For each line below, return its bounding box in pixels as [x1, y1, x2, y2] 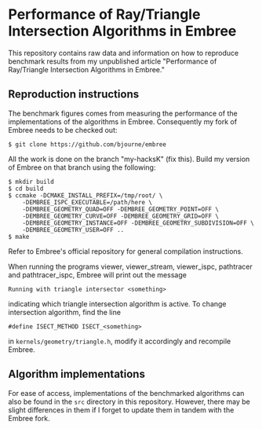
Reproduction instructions [8, 88, 140, 101]
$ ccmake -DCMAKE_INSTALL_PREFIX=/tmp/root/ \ [8, 191, 163, 200]
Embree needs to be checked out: [8, 125, 118, 134]
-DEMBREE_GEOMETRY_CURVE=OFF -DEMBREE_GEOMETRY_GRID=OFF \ [22, 212, 220, 220]
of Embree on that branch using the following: [8, 163, 156, 172]
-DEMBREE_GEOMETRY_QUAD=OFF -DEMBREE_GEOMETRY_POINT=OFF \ [22, 205, 220, 213]
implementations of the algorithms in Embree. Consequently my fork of [8, 116, 238, 126]
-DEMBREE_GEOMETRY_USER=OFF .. [22, 225, 125, 233]
